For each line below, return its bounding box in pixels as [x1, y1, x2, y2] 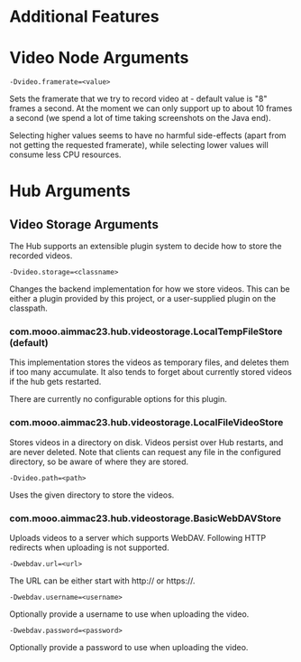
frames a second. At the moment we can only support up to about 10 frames [9, 103, 293, 114]
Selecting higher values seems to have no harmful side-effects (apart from [9, 130, 287, 141]
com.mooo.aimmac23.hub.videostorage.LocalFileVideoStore [9, 416, 284, 429]
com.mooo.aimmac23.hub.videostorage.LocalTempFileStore [9, 325, 283, 338]
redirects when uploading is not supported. [9, 542, 169, 553]
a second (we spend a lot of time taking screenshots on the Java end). [9, 113, 271, 124]
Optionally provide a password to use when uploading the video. [9, 642, 249, 653]
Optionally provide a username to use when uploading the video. [9, 609, 250, 620]
